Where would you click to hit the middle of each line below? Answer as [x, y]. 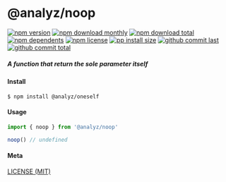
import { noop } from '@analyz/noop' [63, 127]
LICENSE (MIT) [29, 171]
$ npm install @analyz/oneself [53, 97]
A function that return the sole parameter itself [78, 63]
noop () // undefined [38, 140]
